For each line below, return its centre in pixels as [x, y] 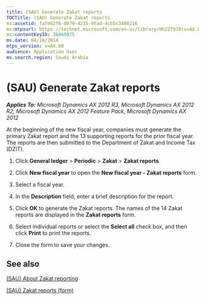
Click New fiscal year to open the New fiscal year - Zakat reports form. [106, 172]
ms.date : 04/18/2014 [33, 40]
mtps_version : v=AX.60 [35, 46]
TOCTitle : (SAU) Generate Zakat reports [59, 18]
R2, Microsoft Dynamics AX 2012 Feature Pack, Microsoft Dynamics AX [96, 111]
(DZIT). [15, 149]
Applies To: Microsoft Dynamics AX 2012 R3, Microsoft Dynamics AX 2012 [100, 104]
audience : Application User [42, 52]
